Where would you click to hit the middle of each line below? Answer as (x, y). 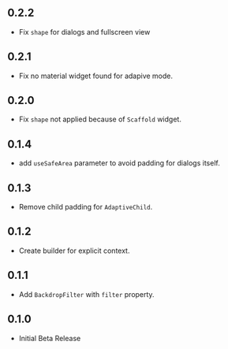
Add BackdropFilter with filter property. (86, 294)
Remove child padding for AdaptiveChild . (86, 207)
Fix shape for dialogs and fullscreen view (84, 32)
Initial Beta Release (50, 338)
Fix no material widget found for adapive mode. (96, 76)
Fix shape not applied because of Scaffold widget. (100, 119)
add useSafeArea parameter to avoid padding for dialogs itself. (119, 163)
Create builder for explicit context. (74, 251)
